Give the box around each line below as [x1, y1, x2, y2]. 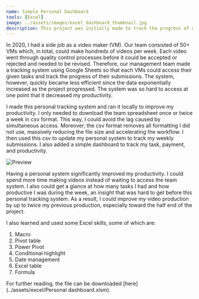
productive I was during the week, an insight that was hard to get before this [6, 189, 192, 196]
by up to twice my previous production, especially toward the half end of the [6, 202, 192, 209]
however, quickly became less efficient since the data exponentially [6, 79, 171, 86]
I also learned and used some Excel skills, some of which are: [6, 220, 156, 227]
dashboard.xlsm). [68, 287, 111, 294]
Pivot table [14, 237, 41, 245]
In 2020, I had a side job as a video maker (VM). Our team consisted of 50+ [6, 41, 190, 49]
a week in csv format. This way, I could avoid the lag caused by [6, 116, 161, 123]
